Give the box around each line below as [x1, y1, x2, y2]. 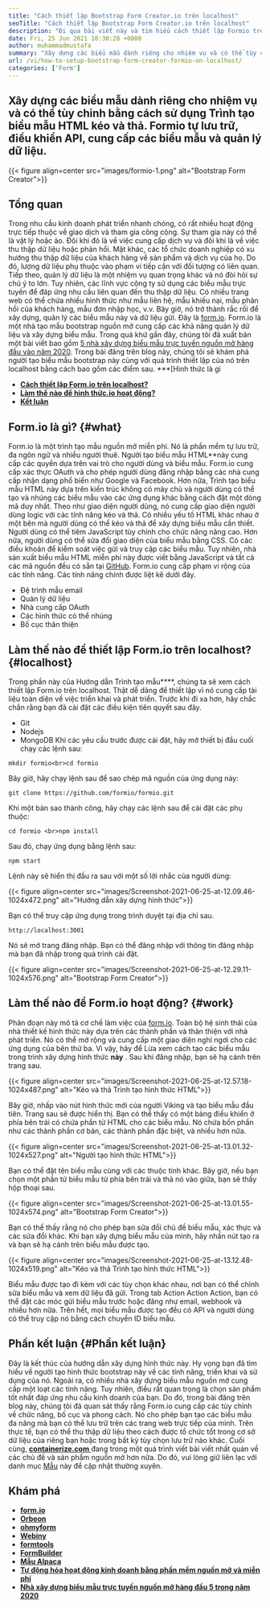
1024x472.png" [8, 895, 60, 905]
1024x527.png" [8, 1150, 59, 1160]
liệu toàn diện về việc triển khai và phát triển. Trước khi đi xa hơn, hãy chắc [8, 694, 256, 703]
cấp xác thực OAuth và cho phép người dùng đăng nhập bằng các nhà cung [8, 468, 260, 477]
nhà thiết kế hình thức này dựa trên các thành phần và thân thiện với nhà [8, 1026, 248, 1036]
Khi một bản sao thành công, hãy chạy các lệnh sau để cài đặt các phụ [8, 803, 243, 813]
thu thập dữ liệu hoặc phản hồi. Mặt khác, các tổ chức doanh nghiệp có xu [8, 245, 255, 254]
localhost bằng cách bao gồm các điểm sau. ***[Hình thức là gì [8, 364, 221, 374]
